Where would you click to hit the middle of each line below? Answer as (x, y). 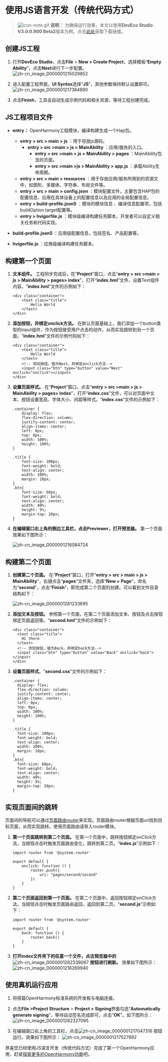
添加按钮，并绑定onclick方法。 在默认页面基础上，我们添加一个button (84, 323)
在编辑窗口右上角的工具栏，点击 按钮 (87, 1031)
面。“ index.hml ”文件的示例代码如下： (51, 336)
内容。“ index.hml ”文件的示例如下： (49, 287)
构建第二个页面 (28, 562)
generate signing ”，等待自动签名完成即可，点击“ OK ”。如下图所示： (83, 1015)
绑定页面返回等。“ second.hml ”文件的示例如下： (62, 620)
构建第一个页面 (28, 261)
